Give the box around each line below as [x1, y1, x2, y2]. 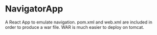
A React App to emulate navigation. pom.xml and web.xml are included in [5, 19, 153, 25]
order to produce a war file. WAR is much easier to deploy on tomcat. [5, 24, 144, 30]
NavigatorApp [5, 3, 64, 14]
